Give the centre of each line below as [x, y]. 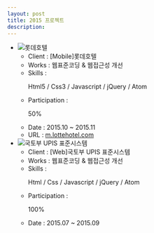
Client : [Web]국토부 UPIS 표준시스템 [79, 152]
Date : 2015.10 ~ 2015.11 [62, 128]
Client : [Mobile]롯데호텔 [62, 56]
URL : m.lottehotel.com [61, 135]
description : [26, 27]
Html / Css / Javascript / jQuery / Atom [84, 182]
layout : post [26, 14]
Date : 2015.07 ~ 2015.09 [64, 223]
